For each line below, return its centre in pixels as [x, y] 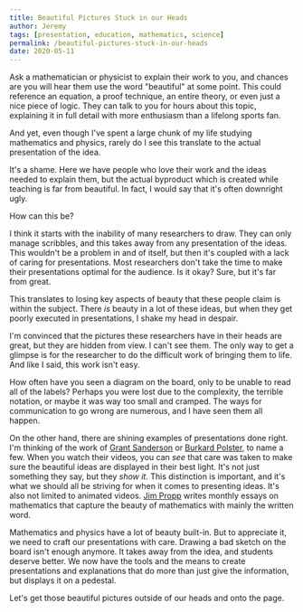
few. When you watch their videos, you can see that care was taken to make [151, 457]
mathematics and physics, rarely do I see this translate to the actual [135, 143]
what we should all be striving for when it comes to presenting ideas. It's [145, 486]
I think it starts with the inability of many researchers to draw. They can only [151, 234]
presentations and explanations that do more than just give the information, [149, 571]
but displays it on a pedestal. [63, 580]
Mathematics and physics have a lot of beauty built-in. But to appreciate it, [148, 532]
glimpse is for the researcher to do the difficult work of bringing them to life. [151, 355]
